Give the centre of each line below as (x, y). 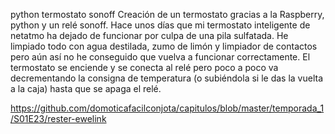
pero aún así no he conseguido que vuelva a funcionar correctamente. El (160, 57)
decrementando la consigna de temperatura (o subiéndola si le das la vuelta (167, 78)
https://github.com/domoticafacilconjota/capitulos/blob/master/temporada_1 (167, 108)
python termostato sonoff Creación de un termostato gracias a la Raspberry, (167, 14)
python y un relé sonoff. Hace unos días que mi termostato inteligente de (160, 25)
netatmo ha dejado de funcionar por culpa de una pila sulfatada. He (149, 35)
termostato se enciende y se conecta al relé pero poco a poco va (144, 67)
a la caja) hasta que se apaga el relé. (86, 88)
